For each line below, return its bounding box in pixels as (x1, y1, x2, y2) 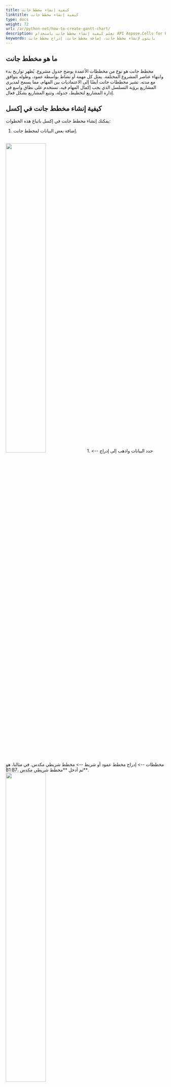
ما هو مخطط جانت (6, 54, 58, 63)
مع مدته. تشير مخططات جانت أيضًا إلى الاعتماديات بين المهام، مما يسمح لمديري (6, 79, 156, 85)
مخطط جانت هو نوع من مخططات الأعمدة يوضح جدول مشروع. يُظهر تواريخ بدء (6, 68, 154, 74)
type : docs (6, 17, 29, 22)
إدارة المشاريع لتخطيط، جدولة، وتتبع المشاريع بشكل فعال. (6, 89, 115, 95)
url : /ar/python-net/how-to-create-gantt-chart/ (6, 26, 111, 31)
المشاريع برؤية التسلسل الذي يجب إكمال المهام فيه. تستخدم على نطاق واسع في (6, 84, 157, 90)
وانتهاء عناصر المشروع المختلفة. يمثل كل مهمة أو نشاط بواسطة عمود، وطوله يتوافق (6, 73, 164, 79)
